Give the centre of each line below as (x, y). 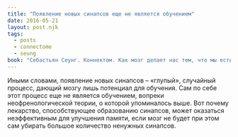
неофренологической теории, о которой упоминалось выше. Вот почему (118, 103)
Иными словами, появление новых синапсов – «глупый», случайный (112, 80)
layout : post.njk (33, 27)
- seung (25, 54)
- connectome (33, 47)
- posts (25, 40)
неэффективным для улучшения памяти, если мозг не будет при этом (113, 118)
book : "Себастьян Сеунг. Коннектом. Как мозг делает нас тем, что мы (112, 60)
